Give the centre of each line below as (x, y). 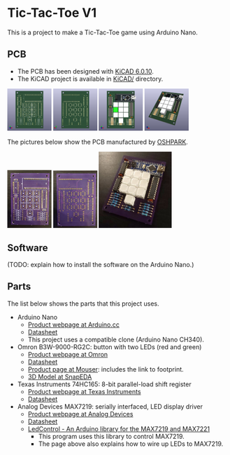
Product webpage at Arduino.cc (74, 325)
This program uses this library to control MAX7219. (112, 436)
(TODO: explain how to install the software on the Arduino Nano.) (101, 264)
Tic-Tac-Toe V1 (52, 13)
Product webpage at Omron (68, 354)
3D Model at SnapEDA (60, 376)
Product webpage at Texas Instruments (84, 391)
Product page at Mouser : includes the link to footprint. (106, 369)
